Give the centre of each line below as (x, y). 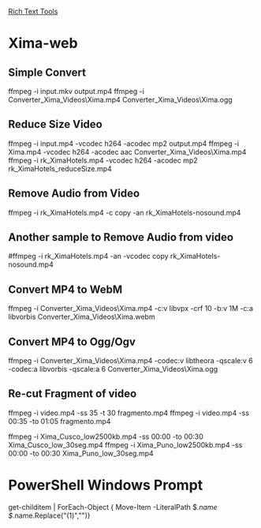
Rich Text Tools (33, 11)
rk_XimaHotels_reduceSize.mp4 (60, 168)
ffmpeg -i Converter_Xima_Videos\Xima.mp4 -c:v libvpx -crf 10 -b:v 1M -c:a (131, 309)
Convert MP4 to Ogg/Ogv (72, 341)
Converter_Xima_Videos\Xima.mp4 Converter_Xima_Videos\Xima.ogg (120, 99)
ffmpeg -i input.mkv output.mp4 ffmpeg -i (76, 91)
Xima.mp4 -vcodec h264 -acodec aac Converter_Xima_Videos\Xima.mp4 (127, 152)
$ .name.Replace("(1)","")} (49, 515)
